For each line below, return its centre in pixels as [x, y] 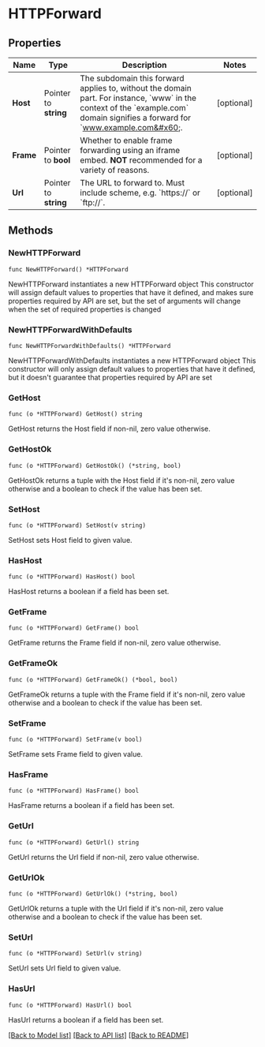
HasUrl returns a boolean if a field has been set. [86, 1019]
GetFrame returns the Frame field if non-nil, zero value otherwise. [115, 643]
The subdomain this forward [132, 78]
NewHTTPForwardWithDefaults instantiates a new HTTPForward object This [132, 361]
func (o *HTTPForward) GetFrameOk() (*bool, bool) [93, 679]
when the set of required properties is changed [85, 309]
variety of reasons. [115, 170]
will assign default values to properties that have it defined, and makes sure [131, 292]
